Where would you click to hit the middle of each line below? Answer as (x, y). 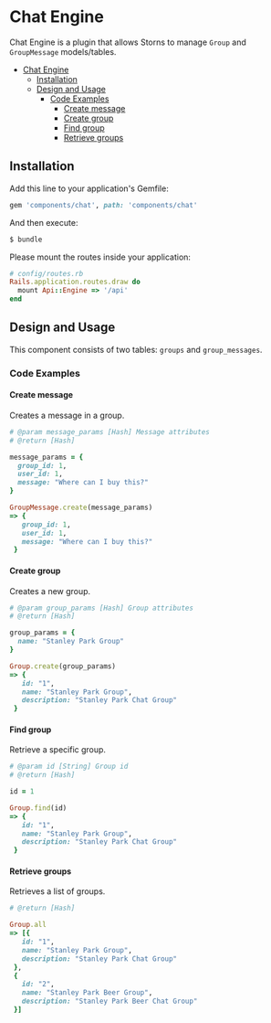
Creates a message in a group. (67, 415)
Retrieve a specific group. (58, 750)
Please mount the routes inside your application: (100, 257)
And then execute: (44, 222)
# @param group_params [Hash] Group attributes (102, 608)
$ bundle (26, 240)
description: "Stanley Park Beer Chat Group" (109, 1002)
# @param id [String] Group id (69, 767)
